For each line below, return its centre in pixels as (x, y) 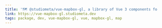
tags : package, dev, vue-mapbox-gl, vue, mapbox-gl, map (64, 18)
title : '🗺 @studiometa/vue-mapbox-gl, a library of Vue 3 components (78, 9)
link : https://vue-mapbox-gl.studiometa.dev (51, 14)
